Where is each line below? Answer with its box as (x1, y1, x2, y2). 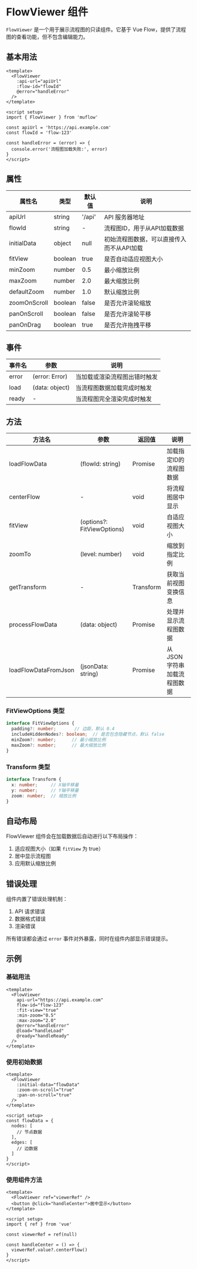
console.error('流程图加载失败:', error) (11, 146, 108, 152)
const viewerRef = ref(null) (6, 1231, 77, 1238)
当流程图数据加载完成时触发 (75, 384, 152, 392)
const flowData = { (6, 1118, 54, 1124)
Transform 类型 (6, 763, 50, 771)
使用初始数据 (6, 1058, 43, 1066)
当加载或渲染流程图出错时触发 (75, 373, 158, 381)
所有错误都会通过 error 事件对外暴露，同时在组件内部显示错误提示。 (6, 935, 171, 943)
